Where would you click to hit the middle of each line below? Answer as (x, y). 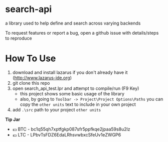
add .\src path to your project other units (57, 109)
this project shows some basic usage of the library (72, 93)
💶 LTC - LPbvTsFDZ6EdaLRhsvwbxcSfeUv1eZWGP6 (67, 134)
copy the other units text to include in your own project (78, 104)
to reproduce (19, 38)
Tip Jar (13, 119)
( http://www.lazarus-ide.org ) (42, 78)
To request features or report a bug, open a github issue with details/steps (82, 33)
